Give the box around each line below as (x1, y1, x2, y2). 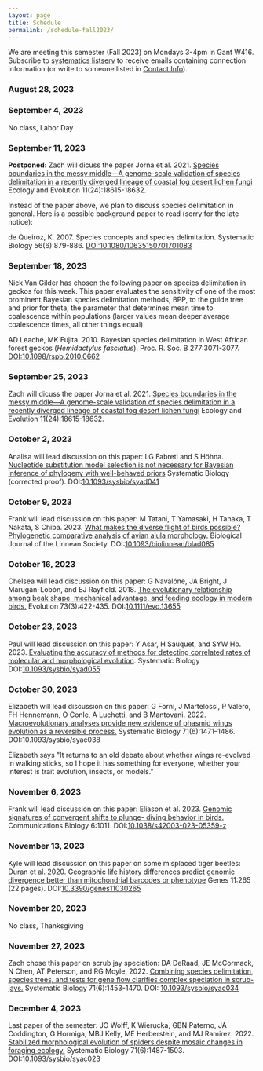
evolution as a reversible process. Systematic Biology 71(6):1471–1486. (8, 726, 236, 736)
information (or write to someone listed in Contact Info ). (8, 64, 188, 74)
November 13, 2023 (8, 841, 85, 852)
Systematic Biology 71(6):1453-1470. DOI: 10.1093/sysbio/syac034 (24, 983, 239, 993)
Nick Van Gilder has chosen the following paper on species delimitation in (8, 278, 247, 287)
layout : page (8, 11, 51, 20)
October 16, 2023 (8, 559, 76, 569)
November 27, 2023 (8, 940, 85, 951)
